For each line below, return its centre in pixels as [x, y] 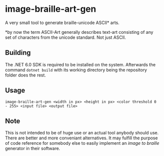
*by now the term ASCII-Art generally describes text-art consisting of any [79, 32]
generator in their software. [33, 149]
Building [18, 53]
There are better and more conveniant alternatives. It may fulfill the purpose [82, 138]
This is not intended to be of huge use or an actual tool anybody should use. [82, 133]
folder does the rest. [26, 75]
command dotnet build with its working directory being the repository [76, 70]
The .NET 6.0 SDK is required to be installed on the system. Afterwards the [80, 64]
